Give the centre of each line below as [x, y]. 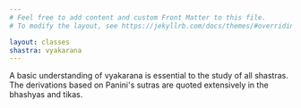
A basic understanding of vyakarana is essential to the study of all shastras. [149, 76]
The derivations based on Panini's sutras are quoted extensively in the [139, 85]
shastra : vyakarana [46, 50]
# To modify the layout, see [64, 26]
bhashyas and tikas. [46, 95]
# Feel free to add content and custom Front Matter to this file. [138, 17]
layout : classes [39, 42]
